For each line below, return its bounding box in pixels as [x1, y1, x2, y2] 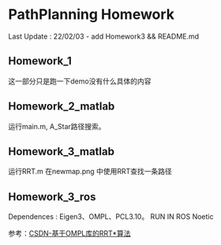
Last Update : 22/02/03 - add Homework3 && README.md [8, 32, 200, 41]
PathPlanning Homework [8, 6, 175, 24]
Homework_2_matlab [8, 100, 115, 113]
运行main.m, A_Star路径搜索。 [8, 121, 106, 131]
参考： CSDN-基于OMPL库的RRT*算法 [8, 228, 132, 238]
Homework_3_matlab [8, 144, 114, 158]
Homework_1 [8, 54, 73, 68]
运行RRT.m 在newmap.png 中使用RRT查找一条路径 [8, 167, 172, 176]
